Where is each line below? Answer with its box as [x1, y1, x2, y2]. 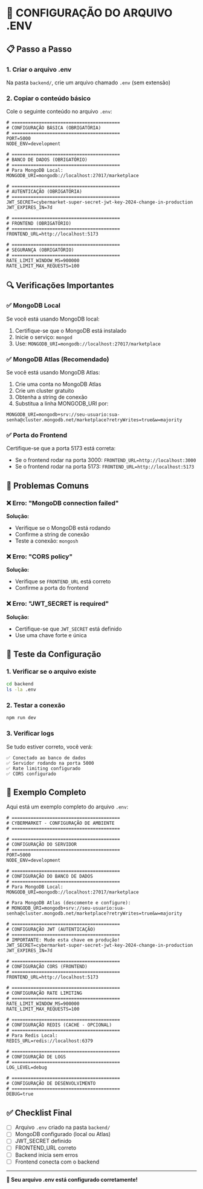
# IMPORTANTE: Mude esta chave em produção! [6, 937, 120, 943]
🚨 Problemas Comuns [6, 480, 89, 491]
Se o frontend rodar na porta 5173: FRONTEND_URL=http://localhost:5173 [14, 463, 195, 470]
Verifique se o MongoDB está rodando [14, 524, 111, 532]
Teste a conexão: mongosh [14, 537, 79, 544]
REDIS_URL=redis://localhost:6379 [6, 1038, 94, 1044]
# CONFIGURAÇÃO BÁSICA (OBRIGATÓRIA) [6, 125, 101, 131]
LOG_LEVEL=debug [6, 1065, 47, 1071]
